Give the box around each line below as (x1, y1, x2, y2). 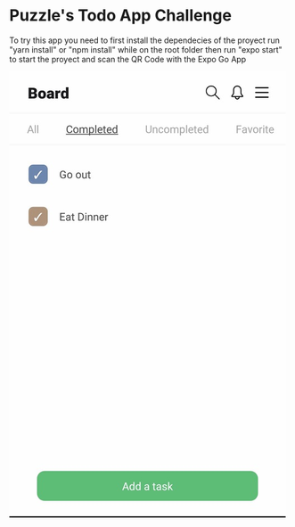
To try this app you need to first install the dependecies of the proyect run (9, 35, 281, 45)
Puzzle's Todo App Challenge (9, 5, 232, 26)
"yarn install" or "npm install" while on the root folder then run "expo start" (9, 44, 283, 54)
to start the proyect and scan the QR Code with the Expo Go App (9, 54, 247, 64)
